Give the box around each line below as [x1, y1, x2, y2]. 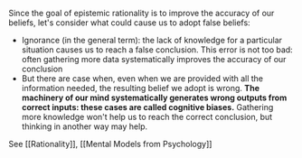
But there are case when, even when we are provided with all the [21, 73, 264, 84]
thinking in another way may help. [21, 121, 148, 132]
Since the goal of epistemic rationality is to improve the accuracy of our [8, 8, 275, 18]
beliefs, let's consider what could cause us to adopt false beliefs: [8, 17, 250, 28]
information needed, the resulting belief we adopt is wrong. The [21, 83, 260, 93]
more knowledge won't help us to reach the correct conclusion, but [21, 112, 273, 122]
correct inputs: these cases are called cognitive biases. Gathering [21, 102, 274, 112]
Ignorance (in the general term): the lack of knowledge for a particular [21, 35, 282, 45]
